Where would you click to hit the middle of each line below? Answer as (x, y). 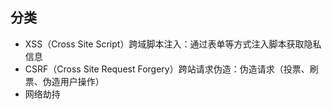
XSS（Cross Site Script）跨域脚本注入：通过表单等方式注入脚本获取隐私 (173, 44)
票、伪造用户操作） (64, 81)
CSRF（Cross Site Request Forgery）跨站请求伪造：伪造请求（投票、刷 (171, 69)
